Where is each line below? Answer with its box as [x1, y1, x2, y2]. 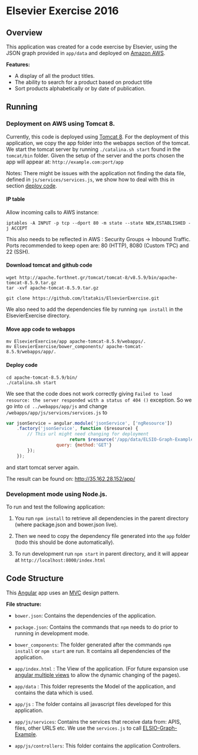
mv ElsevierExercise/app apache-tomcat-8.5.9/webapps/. [6, 339, 146, 344]
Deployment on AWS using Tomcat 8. [6, 120, 115, 128]
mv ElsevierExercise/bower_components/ [6, 344, 104, 350]
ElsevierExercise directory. [6, 312, 71, 319]
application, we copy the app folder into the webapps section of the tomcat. [6, 139, 190, 146]
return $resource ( [69, 436, 115, 443]
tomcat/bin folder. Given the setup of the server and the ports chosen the [6, 152, 184, 159]
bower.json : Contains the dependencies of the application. [14, 612, 157, 619]
